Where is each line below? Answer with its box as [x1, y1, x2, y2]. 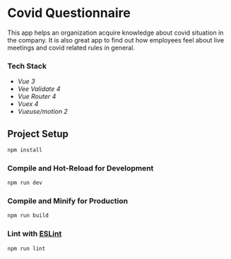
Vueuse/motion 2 [17, 108, 69, 116]
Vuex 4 [17, 100, 39, 108]
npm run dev [7, 179, 42, 187]
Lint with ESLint [7, 229, 62, 238]
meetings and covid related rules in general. [7, 43, 136, 52]
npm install [7, 146, 42, 154]
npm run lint [7, 245, 46, 252]
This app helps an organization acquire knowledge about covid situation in [7, 28, 224, 37]
